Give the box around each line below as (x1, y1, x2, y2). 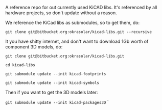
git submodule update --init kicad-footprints (5, 71, 106, 76)
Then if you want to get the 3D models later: (5, 89, 98, 95)
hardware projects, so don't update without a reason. (5, 10, 118, 16)
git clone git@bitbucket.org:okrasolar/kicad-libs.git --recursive (5, 30, 152, 35)
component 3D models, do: (5, 44, 63, 50)
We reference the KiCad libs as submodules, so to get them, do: (5, 20, 140, 25)
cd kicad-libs (5, 63, 36, 68)
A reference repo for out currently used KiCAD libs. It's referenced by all (5, 5, 157, 10)
